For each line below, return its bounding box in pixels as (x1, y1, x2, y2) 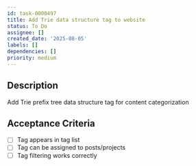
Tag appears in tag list (16, 136, 80, 144)
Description (7, 80, 58, 92)
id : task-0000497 (7, 10, 57, 17)
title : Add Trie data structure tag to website (7, 16, 146, 23)
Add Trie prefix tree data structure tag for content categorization (7, 98, 190, 106)
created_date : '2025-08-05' (7, 36, 88, 42)
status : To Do (7, 23, 48, 29)
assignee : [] (7, 29, 45, 36)
